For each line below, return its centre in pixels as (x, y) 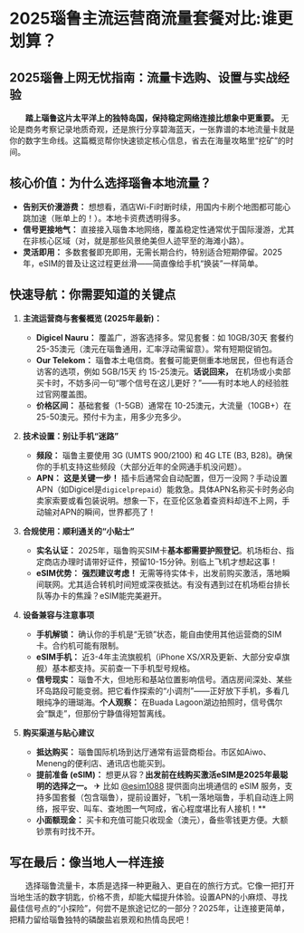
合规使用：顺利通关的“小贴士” (78, 531)
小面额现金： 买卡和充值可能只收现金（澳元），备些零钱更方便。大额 (162, 820)
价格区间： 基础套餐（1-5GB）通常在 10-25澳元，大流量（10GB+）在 (164, 405)
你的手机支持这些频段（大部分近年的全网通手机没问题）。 (141, 466)
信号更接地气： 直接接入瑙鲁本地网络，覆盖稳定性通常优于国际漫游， (150, 229)
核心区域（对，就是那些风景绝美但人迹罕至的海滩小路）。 (143, 240)
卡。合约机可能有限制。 (80, 645)
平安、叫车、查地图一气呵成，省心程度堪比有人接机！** (163, 808)
